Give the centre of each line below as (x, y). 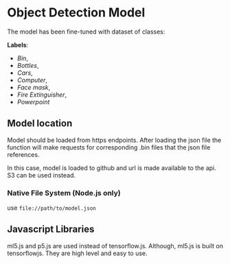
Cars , (25, 73)
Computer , (32, 80)
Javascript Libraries (51, 229)
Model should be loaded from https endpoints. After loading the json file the (114, 140)
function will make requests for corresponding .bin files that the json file (109, 147)
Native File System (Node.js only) (64, 193)
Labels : (18, 45)
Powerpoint (33, 101)
